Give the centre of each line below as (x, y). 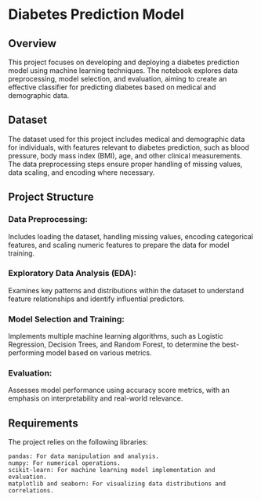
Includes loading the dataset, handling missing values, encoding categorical (130, 236)
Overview (33, 44)
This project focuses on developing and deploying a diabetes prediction (124, 62)
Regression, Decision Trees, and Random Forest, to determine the (114, 345)
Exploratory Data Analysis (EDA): (72, 274)
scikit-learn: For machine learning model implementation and (112, 470)
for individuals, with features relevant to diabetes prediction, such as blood (129, 147)
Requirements (43, 423)
